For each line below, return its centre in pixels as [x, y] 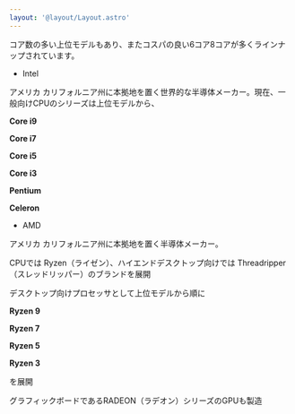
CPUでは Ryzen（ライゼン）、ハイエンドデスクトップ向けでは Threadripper [148, 263]
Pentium [26, 190]
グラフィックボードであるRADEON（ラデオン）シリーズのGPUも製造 [136, 401]
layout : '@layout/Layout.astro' [69, 17]
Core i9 [23, 121]
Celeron [25, 208]
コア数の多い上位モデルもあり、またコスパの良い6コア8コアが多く [132, 44]
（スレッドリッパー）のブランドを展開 [80, 273]
